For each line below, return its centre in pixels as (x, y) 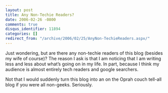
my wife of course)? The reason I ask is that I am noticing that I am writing (83, 58)
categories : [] (22, 34)
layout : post (19, 10)
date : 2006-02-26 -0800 (31, 19)
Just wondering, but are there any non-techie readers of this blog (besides (84, 53)
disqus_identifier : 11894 (33, 29)
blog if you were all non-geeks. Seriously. (49, 84)
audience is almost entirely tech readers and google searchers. (72, 69)
